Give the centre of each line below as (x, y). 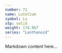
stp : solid (16, 23)
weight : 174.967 (22, 28)
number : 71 (16, 10)
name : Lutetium (21, 14)
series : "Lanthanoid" (27, 32)
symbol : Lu (16, 19)
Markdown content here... (31, 46)
